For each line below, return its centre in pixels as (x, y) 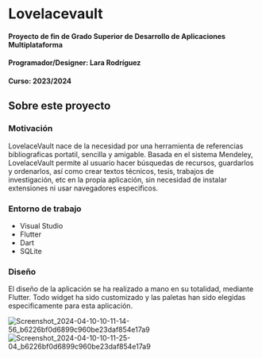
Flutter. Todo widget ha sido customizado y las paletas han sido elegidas (127, 298)
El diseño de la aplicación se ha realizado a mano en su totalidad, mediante (131, 289)
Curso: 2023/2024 (40, 81)
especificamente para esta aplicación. (71, 306)
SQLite (31, 251)
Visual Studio (41, 225)
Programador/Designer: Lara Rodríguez (75, 63)
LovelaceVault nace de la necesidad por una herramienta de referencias (126, 146)
